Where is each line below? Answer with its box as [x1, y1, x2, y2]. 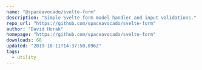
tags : [6, 49, 20, 55]
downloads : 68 [6, 37, 42, 43]
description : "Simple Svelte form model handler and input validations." [6, 15, 197, 21]
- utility [12, 54, 36, 60]
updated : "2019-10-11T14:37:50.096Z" [6, 43, 102, 49]
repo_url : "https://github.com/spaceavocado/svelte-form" [6, 20, 156, 26]
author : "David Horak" [6, 26, 64, 32]
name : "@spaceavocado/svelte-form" [6, 9, 96, 15]
